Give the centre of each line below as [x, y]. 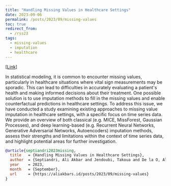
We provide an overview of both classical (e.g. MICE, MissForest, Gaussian [84, 120]
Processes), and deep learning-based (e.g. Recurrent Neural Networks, [80, 125]
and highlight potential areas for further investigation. [61, 141]
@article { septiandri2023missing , [41, 151]
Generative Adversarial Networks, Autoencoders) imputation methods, [79, 130]
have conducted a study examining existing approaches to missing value [81, 109]
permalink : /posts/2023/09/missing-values [51, 19]
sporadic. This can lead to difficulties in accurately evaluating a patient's [81, 87]
